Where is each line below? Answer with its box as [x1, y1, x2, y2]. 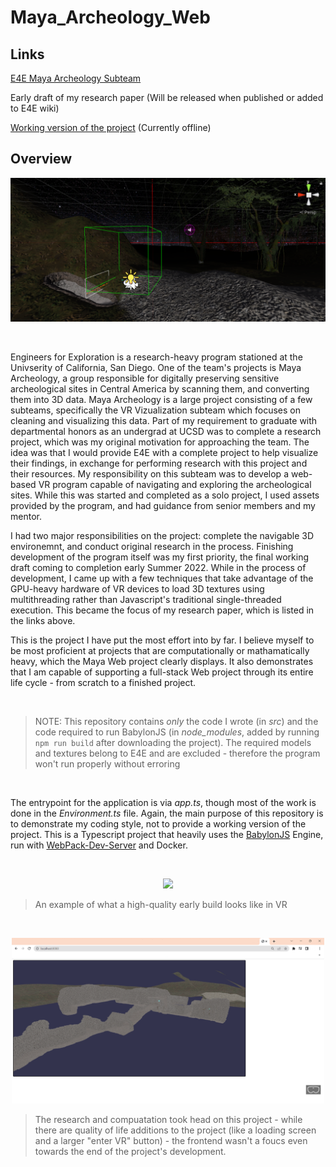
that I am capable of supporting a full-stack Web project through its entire [10, 666, 314, 678]
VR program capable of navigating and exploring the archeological [38, 479, 312, 491]
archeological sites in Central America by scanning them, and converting [10, 383, 310, 395]
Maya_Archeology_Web [10, 6, 211, 29]
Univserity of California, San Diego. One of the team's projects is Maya [10, 362, 302, 374]
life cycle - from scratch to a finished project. [10, 677, 197, 689]
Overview [10, 151, 73, 168]
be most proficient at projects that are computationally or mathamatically [10, 645, 310, 657]
